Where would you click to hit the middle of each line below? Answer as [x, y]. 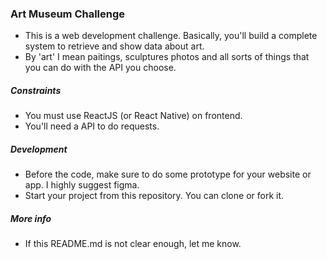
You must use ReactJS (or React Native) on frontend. [133, 116]
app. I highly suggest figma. [82, 185]
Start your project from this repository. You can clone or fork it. [154, 196]
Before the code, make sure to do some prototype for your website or [168, 174]
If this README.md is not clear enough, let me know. [133, 244]
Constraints [36, 90]
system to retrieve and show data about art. [114, 46]
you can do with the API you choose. [100, 68]
